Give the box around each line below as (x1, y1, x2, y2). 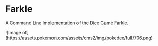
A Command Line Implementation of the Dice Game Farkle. (5, 20, 129, 26)
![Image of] (5, 29, 29, 35)
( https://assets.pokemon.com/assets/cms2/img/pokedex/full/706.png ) (5, 35, 153, 41)
